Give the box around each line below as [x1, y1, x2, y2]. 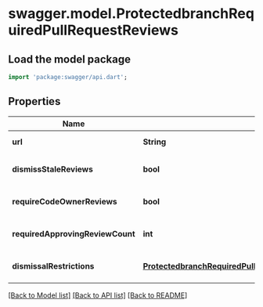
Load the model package [8, 52, 131, 66]
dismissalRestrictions [12, 260, 95, 271]
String [142, 136, 167, 147]
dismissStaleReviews [12, 164, 94, 175]
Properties [8, 95, 61, 108]
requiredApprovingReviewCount [12, 228, 135, 239]
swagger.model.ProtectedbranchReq [8, 5, 254, 23]
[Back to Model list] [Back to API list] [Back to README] [8, 291, 188, 300]
